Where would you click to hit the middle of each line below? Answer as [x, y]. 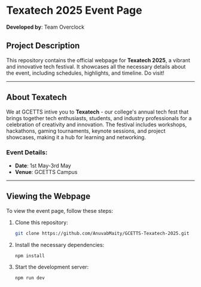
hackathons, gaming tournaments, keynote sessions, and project [86, 131]
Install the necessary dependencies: [60, 245]
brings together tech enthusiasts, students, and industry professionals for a [99, 118]
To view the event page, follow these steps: [60, 210]
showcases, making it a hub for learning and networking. [76, 137]
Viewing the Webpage [48, 196]
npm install [30, 256]
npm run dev [30, 278]
